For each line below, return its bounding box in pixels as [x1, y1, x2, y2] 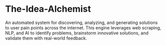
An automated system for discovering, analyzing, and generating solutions [5, 20, 158, 25]
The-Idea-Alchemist [5, 3, 91, 15]
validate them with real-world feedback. [5, 35, 87, 41]
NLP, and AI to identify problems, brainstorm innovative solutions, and [5, 30, 149, 36]
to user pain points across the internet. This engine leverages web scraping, [5, 24, 162, 30]
